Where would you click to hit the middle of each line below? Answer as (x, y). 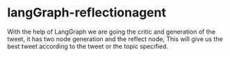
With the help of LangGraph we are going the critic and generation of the (111, 32)
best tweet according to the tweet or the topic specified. (88, 46)
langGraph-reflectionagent (87, 13)
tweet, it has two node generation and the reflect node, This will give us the (115, 38)
